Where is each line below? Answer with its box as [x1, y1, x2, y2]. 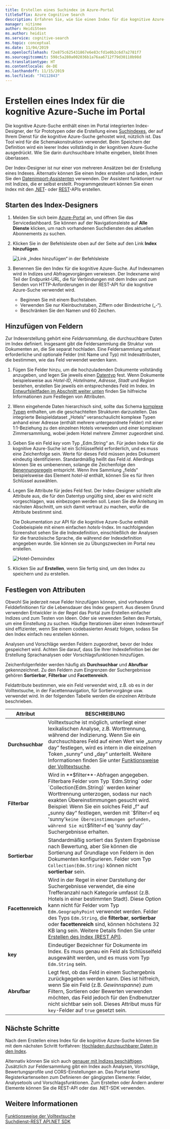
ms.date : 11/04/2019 [5, 45, 49, 50]
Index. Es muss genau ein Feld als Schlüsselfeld [48, 948, 161, 955]
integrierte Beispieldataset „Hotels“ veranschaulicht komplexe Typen [12, 414, 156, 420]
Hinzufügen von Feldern [5, 322, 83, 331]
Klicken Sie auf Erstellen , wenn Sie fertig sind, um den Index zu [12, 566, 145, 572]
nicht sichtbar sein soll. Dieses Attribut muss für [48, 1000, 162, 1007]
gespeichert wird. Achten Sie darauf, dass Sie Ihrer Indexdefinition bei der [5, 647, 159, 653]
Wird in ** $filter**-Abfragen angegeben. [48, 772, 149, 779]
